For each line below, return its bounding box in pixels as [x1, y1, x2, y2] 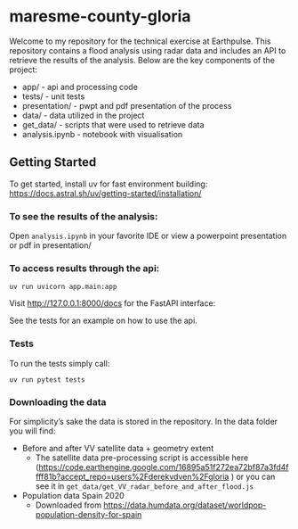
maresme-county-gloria [9, 6, 191, 27]
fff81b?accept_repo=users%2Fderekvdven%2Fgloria [35, 471, 230, 482]
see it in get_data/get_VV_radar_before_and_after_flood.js [35, 480, 254, 492]
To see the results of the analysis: [9, 210, 158, 222]
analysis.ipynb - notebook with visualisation [21, 128, 183, 139]
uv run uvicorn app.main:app [9, 283, 117, 292]
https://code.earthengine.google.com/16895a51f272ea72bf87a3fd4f [38, 461, 289, 472]
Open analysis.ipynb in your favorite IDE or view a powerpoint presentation [9, 230, 287, 242]
